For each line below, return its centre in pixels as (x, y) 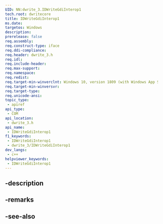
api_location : (19, 118)
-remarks (19, 200)
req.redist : (17, 77)
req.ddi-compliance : (26, 50)
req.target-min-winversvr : (32, 86)
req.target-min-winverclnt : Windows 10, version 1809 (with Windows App (80, 82)
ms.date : (14, 23)
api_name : (15, 127)
